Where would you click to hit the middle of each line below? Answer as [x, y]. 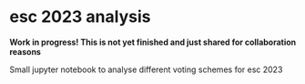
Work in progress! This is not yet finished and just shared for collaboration [153, 42]
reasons [25, 51]
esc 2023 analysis [80, 17]
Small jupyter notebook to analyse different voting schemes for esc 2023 [146, 69]
